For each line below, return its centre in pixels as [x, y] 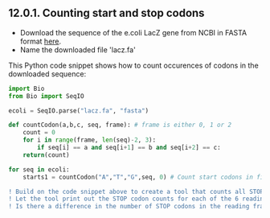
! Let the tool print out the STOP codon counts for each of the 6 [124, 199]
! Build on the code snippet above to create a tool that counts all [127, 191]
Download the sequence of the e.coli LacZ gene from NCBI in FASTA [133, 32]
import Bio [27, 88]
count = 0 [39, 133]
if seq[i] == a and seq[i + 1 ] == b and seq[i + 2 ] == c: [129, 148]
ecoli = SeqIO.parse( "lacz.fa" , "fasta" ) [79, 111]
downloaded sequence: [47, 74]
